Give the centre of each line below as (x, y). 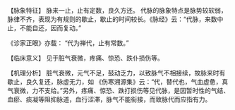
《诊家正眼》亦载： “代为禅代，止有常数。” (68, 43)
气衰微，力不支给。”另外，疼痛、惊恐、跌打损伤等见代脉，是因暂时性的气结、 (119, 91)
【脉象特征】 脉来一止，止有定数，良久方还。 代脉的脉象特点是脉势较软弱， (117, 10)
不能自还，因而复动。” (50, 28)
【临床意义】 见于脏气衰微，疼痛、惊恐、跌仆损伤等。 (85, 58)
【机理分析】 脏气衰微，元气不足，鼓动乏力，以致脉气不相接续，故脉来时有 (116, 73)
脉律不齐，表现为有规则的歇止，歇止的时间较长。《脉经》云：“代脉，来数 (112, 19)
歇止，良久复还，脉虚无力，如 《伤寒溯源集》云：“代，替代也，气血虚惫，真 (118, 82)
